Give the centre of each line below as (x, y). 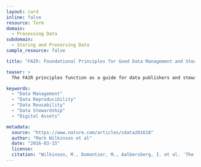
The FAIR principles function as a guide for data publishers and (96, 78)
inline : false (24, 17)
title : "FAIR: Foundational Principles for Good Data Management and (95, 61)
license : (22, 149)
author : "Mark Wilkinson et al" (52, 138)
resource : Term (25, 23)
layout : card (22, 12)
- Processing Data (35, 34)
